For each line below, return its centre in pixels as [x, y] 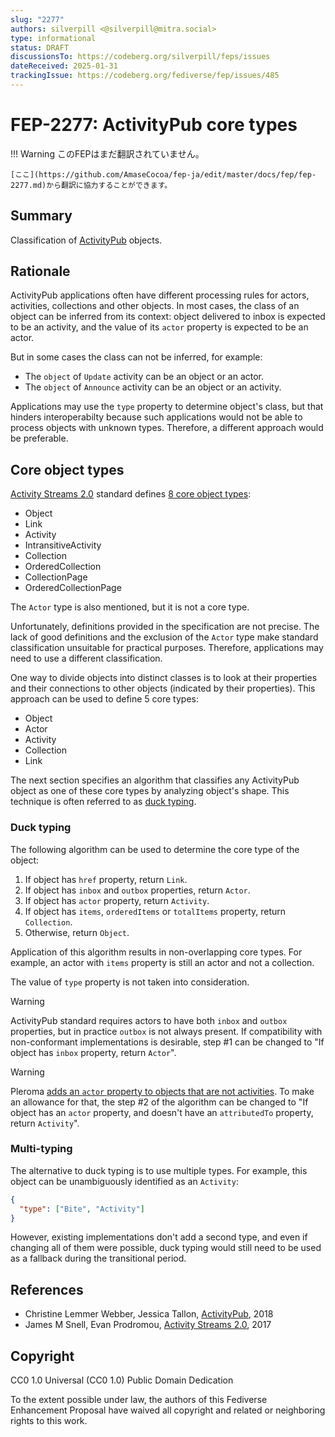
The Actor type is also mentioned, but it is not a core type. [130, 607]
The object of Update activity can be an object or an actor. [144, 377]
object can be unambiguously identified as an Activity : [124, 1181]
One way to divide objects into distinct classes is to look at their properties [164, 678]
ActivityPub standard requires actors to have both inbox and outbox [149, 1020]
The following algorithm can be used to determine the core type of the [155, 849]
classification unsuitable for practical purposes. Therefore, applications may [167, 648]
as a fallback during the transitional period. [98, 1258]
